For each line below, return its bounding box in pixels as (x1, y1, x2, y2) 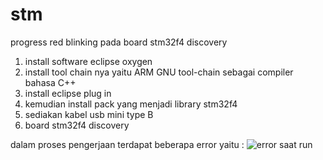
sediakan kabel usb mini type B (24, 108, 154, 120)
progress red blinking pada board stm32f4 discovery (10, 36, 228, 48)
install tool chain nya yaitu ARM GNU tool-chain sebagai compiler (24, 66, 294, 78)
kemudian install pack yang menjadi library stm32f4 (24, 98, 238, 110)
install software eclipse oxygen (24, 55, 153, 67)
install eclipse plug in (24, 87, 112, 99)
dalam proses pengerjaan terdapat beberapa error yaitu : (10, 138, 245, 150)
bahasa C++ (24, 76, 77, 88)
